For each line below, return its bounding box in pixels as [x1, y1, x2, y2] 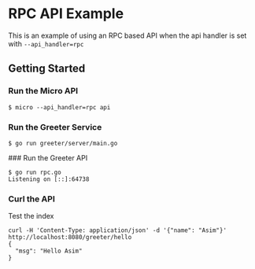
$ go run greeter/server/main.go [8, 139, 118, 147]
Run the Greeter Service [8, 121, 102, 132]
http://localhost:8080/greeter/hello [8, 234, 132, 241]
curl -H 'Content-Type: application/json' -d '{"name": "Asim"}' [8, 227, 227, 234]
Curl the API [8, 193, 55, 205]
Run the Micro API [8, 86, 79, 97]
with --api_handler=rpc [8, 39, 84, 48]
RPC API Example [8, 5, 124, 23]
